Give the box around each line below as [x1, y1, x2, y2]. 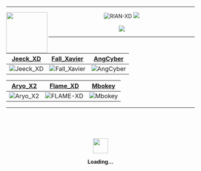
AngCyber [93, 55, 124, 63]
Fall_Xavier [51, 55, 84, 63]
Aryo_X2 [11, 82, 37, 90]
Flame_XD [50, 82, 80, 90]
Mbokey [92, 82, 115, 90]
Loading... [87, 158, 114, 165]
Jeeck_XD [11, 55, 41, 63]
